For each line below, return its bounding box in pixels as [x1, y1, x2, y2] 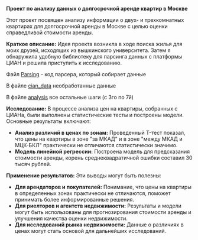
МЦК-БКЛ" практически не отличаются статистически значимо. [14, 142, 178, 148]
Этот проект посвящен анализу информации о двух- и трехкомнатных [6, 17, 184, 23]
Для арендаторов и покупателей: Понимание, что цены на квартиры [14, 183, 192, 190]
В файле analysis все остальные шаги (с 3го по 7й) [6, 94, 134, 100]
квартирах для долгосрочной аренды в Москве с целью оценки [6, 23, 168, 30]
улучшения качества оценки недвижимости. [14, 215, 128, 222]
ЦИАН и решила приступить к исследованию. [6, 59, 122, 66]
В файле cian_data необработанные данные [6, 82, 116, 89]
